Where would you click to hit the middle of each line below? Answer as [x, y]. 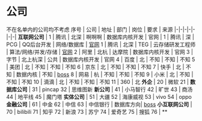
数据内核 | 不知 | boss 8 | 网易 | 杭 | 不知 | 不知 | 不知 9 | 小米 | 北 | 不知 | [105, 74]
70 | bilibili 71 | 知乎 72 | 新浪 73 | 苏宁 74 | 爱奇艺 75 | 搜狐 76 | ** [87, 111]
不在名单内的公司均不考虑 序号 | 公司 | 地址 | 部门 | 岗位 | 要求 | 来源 [90, 29]
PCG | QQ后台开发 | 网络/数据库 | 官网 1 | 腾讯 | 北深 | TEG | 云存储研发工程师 [101, 44]
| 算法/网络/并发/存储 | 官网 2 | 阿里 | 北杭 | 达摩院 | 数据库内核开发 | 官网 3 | [100, 52]
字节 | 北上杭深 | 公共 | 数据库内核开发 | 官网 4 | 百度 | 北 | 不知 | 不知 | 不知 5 [101, 59]
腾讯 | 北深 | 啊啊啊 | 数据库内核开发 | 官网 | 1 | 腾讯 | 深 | [125, 37]
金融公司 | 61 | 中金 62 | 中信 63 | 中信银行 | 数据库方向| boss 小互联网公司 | [99, 104]
